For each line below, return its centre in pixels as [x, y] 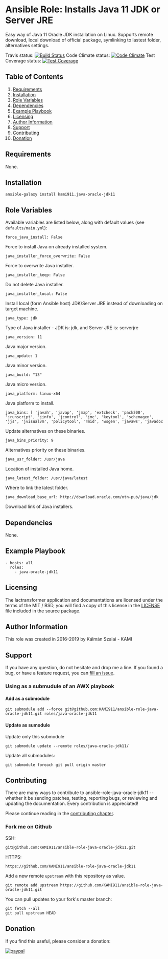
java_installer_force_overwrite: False [48, 256]
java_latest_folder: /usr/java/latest [46, 478]
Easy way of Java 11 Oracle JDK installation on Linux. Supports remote [79, 34]
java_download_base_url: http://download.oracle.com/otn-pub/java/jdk [82, 497]
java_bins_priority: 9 [29, 441]
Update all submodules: [30, 755]
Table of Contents [34, 77]
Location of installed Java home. [40, 469]
